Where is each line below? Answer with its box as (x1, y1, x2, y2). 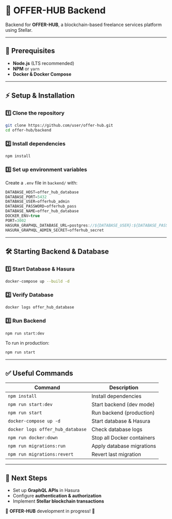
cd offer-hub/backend (5, 128, 52, 133)
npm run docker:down (8, 435, 58, 441)
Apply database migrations (91, 442, 156, 449)
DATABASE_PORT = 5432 (5, 194, 47, 199)
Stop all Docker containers (91, 434, 155, 441)
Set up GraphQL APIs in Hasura (12, 487, 80, 493)
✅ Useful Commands (5, 369, 73, 377)
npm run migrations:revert (8, 452, 74, 457)
